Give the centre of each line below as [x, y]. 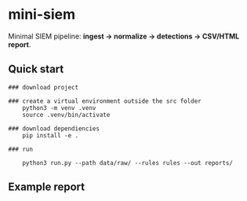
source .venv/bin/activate [66, 115]
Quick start [36, 69]
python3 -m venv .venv [59, 108]
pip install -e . [51, 135]
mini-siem [42, 15]
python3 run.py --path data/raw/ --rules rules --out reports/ [128, 163]
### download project [44, 87]
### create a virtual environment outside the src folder [105, 101]
